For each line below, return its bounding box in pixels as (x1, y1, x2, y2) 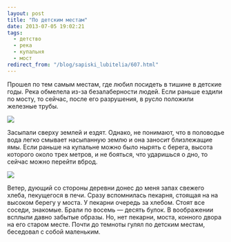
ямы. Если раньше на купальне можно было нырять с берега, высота (7, 142, 213, 151)
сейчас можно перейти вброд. (7, 157, 98, 166)
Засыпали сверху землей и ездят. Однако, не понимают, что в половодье (7, 128, 225, 136)
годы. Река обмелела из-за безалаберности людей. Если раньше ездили (7, 87, 223, 96)
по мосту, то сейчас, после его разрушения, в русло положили (7, 94, 194, 103)
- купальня (13, 49, 45, 56)
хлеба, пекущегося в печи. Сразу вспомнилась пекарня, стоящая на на (7, 190, 219, 199)
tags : (7, 29, 23, 36)
